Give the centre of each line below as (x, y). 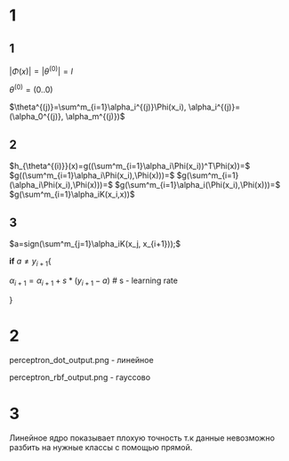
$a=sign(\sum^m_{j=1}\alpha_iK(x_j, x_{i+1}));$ (95, 243)
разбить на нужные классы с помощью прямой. (101, 448)
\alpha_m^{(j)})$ (95, 117)
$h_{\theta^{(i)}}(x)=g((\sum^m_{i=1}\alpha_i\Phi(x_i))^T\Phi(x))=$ (130, 166)
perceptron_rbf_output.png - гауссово (80, 377)
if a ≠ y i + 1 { (30, 262)
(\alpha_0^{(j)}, (36, 117)
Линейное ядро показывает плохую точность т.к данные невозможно (142, 438)
